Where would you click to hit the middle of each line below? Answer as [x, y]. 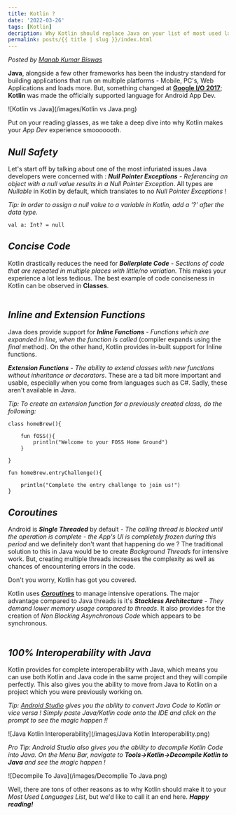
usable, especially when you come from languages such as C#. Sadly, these [118, 383]
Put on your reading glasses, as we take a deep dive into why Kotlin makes [116, 122]
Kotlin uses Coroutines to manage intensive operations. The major [104, 594]
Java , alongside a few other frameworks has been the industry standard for [117, 73]
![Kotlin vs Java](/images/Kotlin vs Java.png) [72, 109]
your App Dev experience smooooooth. [65, 130]
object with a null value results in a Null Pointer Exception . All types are [111, 183]
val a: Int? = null [36, 225]
